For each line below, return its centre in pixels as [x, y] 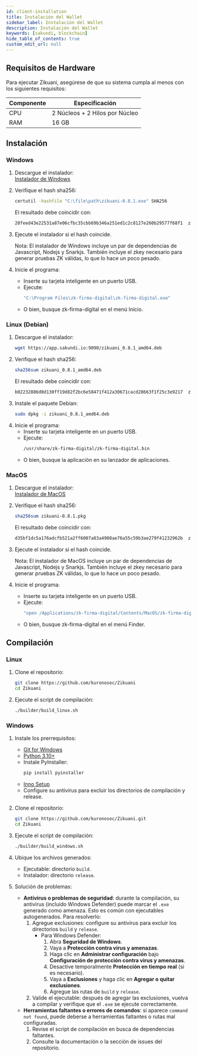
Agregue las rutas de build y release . [95, 991]
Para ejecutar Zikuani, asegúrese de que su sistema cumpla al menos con [95, 82]
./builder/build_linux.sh [46, 711]
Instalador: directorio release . [59, 875]
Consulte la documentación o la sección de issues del [97, 1041]
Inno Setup [36, 784]
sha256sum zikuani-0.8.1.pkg [50, 516]
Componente [28, 103]
